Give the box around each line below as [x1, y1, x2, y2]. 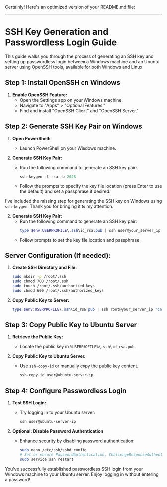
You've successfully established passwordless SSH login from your [5, 466, 143, 472]
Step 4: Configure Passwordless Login [5, 386, 127, 395]
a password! [5, 476, 31, 482]
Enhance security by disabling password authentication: [19, 438, 135, 444]
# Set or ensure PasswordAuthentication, [19, 452, 107, 457]
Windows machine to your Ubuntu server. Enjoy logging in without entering [5, 471, 159, 477]
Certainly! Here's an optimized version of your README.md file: [5, 4, 135, 10]
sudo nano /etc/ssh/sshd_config [19, 447, 87, 452]
